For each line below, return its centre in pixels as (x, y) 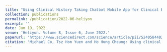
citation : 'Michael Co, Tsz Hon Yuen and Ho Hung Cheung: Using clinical (83, 42)
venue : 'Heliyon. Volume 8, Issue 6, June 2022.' (58, 33)
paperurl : (15, 38)
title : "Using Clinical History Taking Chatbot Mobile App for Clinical (82, 10)
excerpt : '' (17, 24)
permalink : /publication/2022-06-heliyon (49, 19)
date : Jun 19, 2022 (25, 28)
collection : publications (32, 14)
